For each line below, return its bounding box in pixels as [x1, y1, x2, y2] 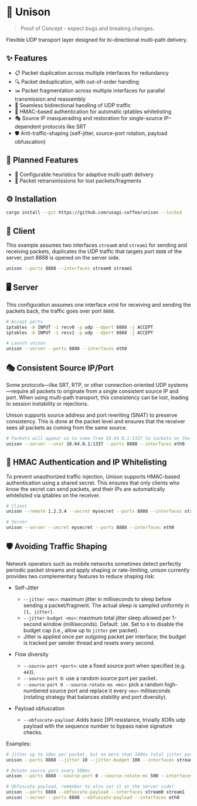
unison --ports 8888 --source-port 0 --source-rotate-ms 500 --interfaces [6, 773, 193, 779]
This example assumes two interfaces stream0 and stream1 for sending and [6, 241, 188, 249]
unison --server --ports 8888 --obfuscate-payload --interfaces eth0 [6, 795, 180, 801]
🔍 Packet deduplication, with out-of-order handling [14, 78, 140, 85]
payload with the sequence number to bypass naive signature [23, 722, 173, 729]
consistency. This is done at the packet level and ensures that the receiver [6, 417, 186, 424]
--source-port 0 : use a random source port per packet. [23, 674, 157, 682]
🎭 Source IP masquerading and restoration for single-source [14, 114, 163, 121]
